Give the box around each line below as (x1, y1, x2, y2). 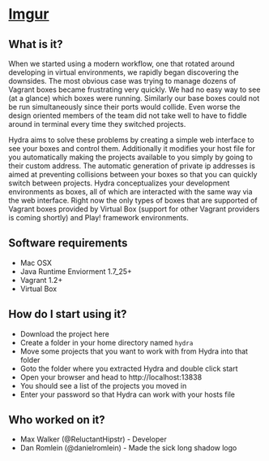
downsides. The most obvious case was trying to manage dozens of (8, 76, 237, 85)
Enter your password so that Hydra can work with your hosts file (19, 389, 235, 399)
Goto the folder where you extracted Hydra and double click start (19, 363, 238, 373)
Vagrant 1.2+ (19, 275, 63, 285)
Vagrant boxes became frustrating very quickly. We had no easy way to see (8, 85, 261, 94)
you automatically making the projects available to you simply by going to (8, 152, 254, 162)
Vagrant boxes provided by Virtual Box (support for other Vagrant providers (8, 204, 260, 214)
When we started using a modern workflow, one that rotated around (8, 59, 235, 68)
